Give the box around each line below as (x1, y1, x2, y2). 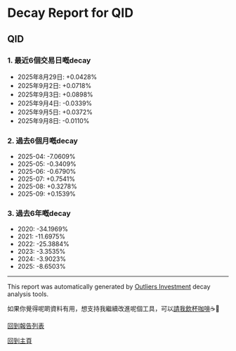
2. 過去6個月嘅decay (7, 136, 79, 146)
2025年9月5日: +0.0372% (17, 108, 93, 116)
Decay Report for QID (7, 5, 133, 21)
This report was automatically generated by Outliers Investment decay (7, 283, 211, 291)
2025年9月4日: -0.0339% (17, 98, 93, 107)
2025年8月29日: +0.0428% (17, 72, 98, 81)
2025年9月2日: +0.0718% (17, 81, 92, 89)
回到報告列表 (7, 321, 44, 330)
